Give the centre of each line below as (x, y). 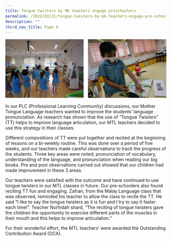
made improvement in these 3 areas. (44, 170)
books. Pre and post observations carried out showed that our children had (84, 165)
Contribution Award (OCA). (34, 233)
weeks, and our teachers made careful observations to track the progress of (86, 149)
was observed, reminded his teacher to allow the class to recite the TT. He (84, 196)
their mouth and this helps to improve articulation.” (59, 218)
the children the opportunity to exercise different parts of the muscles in (81, 212)
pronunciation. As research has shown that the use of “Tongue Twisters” (82, 117)
